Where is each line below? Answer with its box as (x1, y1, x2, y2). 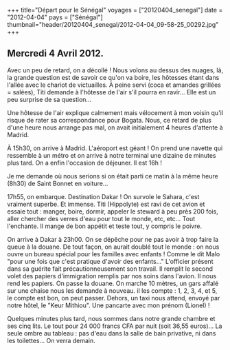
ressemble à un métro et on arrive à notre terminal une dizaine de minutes (7, 151, 216, 159)
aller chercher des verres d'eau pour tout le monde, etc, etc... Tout (7, 214, 196, 223)
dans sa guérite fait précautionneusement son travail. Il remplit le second (7, 265, 214, 273)
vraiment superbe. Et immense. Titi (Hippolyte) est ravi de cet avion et (7, 200, 205, 208)
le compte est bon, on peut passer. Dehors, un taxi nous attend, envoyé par (7, 294, 220, 302)
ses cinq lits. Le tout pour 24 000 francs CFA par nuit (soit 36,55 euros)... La (7, 322, 222, 330)
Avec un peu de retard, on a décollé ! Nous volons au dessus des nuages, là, (7, 65, 224, 74)
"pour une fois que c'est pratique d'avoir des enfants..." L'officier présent (7, 257, 214, 265)
